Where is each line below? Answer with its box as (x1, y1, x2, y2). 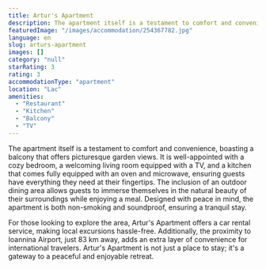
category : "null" (8, 56, 66, 64)
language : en (8, 33, 51, 42)
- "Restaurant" (15, 100, 66, 108)
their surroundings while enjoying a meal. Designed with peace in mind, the (8, 194, 254, 203)
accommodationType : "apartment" (8, 78, 115, 85)
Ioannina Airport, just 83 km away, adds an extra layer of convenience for (8, 234, 248, 244)
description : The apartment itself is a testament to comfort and (8, 19, 232, 27)
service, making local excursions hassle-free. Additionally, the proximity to (8, 226, 252, 236)
